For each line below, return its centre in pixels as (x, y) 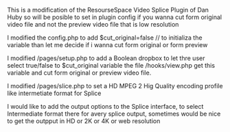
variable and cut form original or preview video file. (79, 72)
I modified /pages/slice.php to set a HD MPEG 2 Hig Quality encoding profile (115, 86)
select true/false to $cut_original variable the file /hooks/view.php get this (111, 65)
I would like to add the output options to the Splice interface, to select (105, 106)
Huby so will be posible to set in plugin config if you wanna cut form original (114, 17)
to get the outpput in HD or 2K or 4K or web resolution (84, 121)
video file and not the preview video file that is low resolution (93, 24)
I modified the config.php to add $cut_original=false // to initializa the (105, 38)
